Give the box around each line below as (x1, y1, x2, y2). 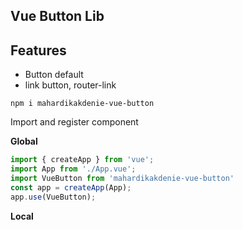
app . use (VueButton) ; (10, 192, 97, 202)
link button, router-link (24, 79, 117, 91)
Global (10, 135, 38, 148)
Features (10, 42, 67, 59)
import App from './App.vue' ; (10, 164, 137, 174)
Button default (24, 69, 84, 81)
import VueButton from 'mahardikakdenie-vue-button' (10, 173, 235, 183)
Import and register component (10, 116, 139, 128)
